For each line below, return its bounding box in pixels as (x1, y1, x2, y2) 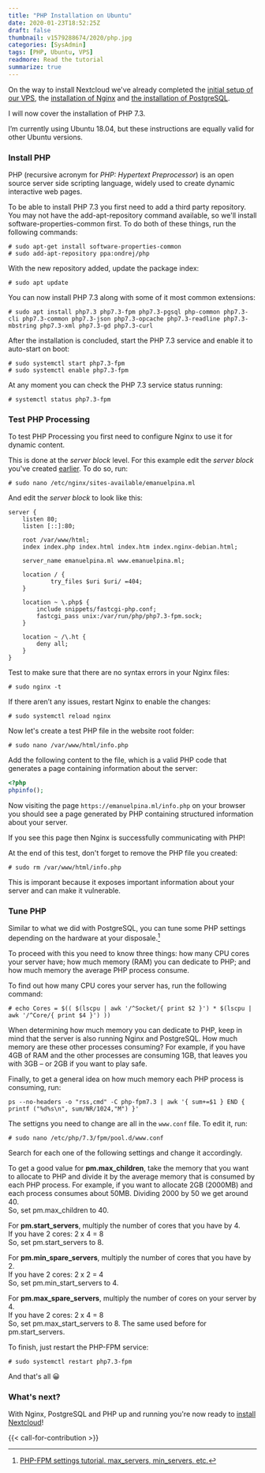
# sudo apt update (8, 279, 69, 287)
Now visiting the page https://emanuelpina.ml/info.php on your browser (8, 801, 246, 811)
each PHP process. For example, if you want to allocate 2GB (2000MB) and (8, 1180, 253, 1190)
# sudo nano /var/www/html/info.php (8, 742, 129, 750)
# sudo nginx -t (8, 683, 62, 691)
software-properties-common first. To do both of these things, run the (8, 219, 237, 229)
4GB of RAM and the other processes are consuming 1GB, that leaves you (8, 1050, 248, 1061)
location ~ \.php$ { (22, 598, 90, 606)
